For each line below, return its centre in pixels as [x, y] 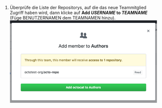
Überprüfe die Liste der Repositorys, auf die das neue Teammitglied [78, 8]
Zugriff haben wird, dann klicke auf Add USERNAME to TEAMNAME [79, 13]
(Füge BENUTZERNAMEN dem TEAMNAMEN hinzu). [63, 18]
